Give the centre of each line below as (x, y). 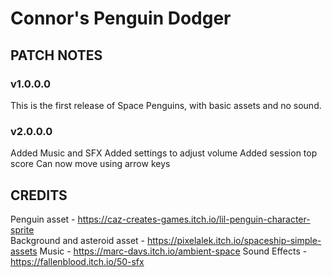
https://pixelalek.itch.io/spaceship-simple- (234, 240)
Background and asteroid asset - (78, 240)
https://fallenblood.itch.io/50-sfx (77, 261)
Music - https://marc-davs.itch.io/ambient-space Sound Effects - (173, 251)
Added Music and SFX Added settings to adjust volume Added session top (164, 153)
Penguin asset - (43, 219)
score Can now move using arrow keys (90, 164)
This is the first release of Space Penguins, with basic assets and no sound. (166, 105)
